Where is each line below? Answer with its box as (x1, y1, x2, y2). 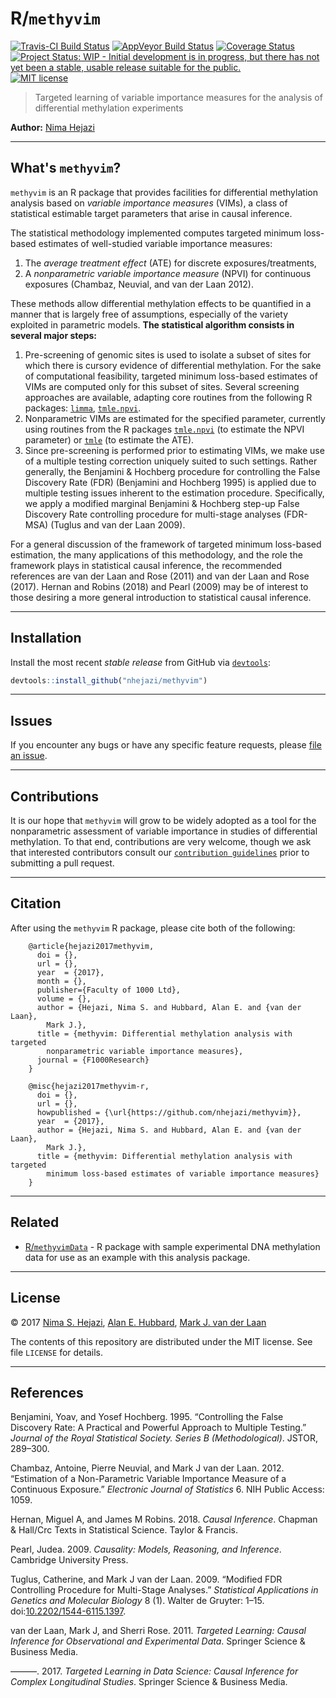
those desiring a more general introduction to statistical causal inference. (10, 591, 312, 603)
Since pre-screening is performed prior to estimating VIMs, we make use (24, 444, 325, 456)
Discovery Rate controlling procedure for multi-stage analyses (24, 508, 282, 520)
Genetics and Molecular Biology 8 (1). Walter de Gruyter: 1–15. (10, 1595, 265, 1607)
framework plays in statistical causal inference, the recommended (10, 559, 283, 571)
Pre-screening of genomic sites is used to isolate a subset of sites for (24, 348, 312, 361)
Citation (10, 895, 62, 912)
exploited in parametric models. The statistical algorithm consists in (10, 318, 295, 331)
